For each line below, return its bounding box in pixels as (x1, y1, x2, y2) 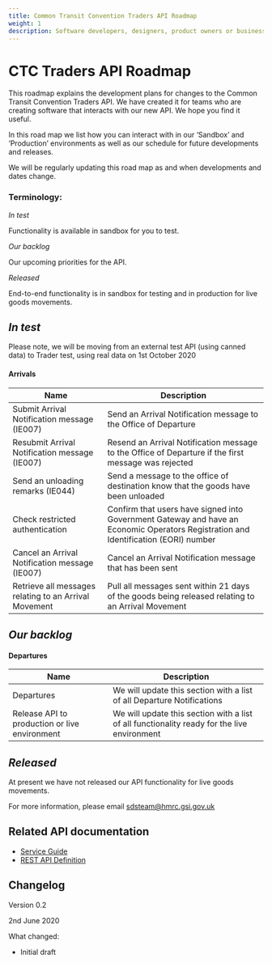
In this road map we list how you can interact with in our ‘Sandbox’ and (8, 130, 244, 140)
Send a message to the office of (107, 470, 229, 481)
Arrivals (8, 369, 36, 379)
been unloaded (107, 490, 165, 502)
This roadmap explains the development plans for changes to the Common (8, 88, 257, 98)
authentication (12, 524, 67, 535)
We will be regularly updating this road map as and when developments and (8, 163, 261, 172)
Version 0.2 (8, 900, 47, 910)
